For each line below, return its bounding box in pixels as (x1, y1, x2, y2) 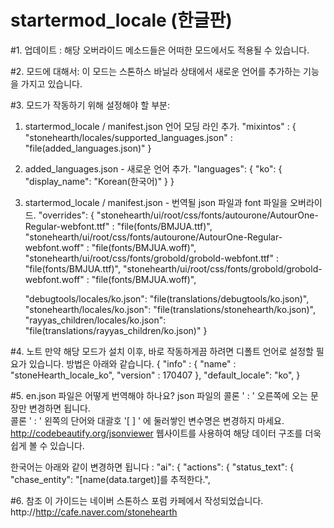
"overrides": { (38, 209, 95, 221)
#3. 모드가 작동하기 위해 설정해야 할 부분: (10, 99, 170, 111)
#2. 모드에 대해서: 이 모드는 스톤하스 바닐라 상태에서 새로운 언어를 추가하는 (10, 65, 302, 77)
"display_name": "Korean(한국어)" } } (24, 175, 175, 187)
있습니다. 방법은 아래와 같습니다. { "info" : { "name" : (28, 357, 237, 370)
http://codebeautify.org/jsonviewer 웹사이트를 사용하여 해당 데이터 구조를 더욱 (10, 427, 322, 439)
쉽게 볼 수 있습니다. (10, 439, 85, 451)
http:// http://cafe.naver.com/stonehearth (10, 506, 178, 518)
